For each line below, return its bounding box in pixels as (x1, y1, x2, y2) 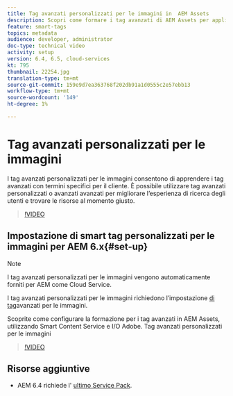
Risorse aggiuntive (7, 363, 90, 375)
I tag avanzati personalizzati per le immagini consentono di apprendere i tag (7, 174, 224, 183)
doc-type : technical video (7, 42, 85, 49)
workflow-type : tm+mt (7, 88, 70, 94)
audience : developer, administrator (7, 36, 113, 43)
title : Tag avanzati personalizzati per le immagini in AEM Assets (7, 10, 209, 17)
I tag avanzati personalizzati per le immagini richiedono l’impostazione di (7, 293, 215, 302)
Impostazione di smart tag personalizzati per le (7, 230, 215, 242)
